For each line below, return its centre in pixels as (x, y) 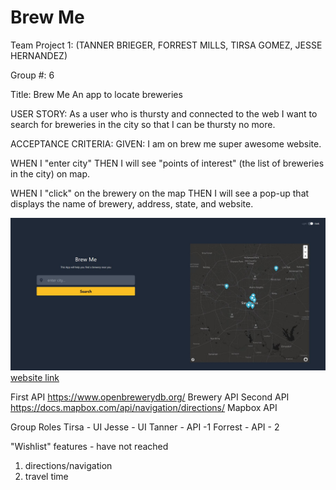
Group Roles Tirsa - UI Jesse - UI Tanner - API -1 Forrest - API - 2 (145, 427)
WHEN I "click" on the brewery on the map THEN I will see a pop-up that (160, 193)
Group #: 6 (32, 75)
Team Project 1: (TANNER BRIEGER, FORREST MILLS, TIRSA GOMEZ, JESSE (166, 45)
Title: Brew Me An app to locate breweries (96, 94)
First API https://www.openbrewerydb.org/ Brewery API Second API (150, 397)
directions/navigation (68, 466)
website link (35, 378)
